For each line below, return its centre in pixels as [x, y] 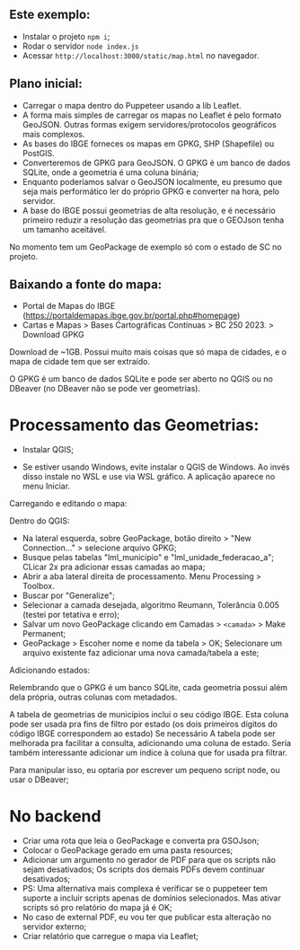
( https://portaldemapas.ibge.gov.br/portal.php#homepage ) [131, 316]
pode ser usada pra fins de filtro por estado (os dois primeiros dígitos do [144, 724]
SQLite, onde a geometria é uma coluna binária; [110, 172]
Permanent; [44, 634]
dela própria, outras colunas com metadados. [93, 697]
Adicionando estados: [50, 670]
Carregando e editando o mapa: [68, 504]
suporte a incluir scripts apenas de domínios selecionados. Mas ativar [151, 898]
